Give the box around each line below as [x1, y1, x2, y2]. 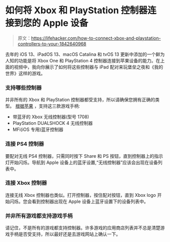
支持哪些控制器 [5, 84, 42, 91]
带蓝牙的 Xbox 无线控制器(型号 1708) [12, 114, 90, 120]
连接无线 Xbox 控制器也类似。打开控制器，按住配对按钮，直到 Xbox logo [5, 192, 156, 198]
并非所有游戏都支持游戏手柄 [5, 212, 73, 219]
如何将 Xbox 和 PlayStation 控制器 [5, 5, 148, 16]
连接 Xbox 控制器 [5, 180, 47, 187]
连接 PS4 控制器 [5, 141, 44, 148]
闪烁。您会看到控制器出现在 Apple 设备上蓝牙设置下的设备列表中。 [9, 198, 149, 204]
